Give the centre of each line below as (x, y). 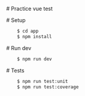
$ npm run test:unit (42, 81)
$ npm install (34, 36)
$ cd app (28, 31)
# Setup (16, 20)
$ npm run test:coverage (48, 87)
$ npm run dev (34, 59)
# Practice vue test (29, 9)
